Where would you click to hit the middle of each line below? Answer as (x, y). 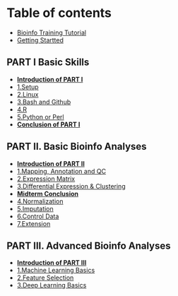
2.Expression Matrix (46, 179)
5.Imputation (35, 208)
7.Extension (34, 223)
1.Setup (28, 87)
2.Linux (28, 94)
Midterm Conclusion (48, 194)
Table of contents (59, 13)
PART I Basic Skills (48, 63)
